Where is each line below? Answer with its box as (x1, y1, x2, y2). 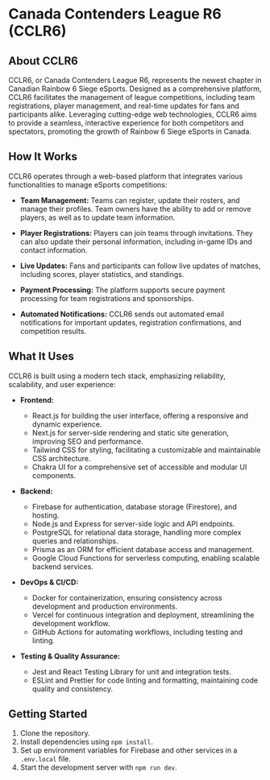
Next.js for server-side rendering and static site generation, (31, 427, 230, 437)
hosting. (31, 510, 60, 520)
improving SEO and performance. (31, 436, 143, 446)
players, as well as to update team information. (19, 213, 176, 222)
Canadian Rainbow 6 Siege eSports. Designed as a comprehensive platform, (8, 84, 262, 93)
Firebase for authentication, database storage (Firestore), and (31, 501, 237, 511)
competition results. (19, 326, 87, 336)
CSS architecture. (31, 453, 91, 463)
